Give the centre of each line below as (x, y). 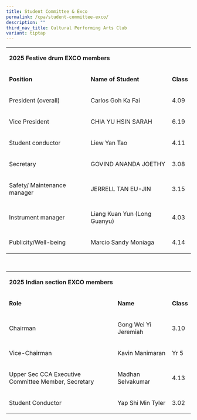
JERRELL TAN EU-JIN (121, 189)
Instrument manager (37, 218)
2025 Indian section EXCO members (61, 283)
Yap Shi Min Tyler (142, 403)
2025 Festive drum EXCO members (60, 58)
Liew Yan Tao (109, 143)
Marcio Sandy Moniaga (122, 242)
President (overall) (35, 101)
